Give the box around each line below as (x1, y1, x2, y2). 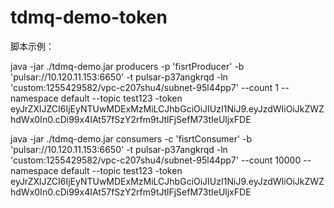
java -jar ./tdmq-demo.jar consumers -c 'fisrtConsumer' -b (10, 132, 253, 145)
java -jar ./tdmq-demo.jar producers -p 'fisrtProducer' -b (10, 60, 245, 72)
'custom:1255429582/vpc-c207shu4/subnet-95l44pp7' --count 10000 (10, 154, 302, 166)
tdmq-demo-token (10, 6, 168, 29)
